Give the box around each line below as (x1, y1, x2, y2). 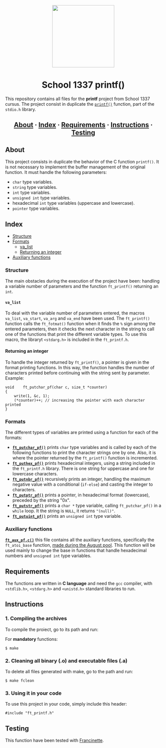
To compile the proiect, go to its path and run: (5, 626, 99, 632)
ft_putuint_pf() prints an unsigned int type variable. (12, 513, 122, 519)
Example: (5, 375, 24, 381)
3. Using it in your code (5, 690, 62, 697)
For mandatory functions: (5, 636, 58, 642)
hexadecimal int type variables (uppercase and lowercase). (12, 200, 135, 206)
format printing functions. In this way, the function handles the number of (5, 364, 155, 370)
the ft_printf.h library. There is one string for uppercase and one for (12, 465, 155, 471)
